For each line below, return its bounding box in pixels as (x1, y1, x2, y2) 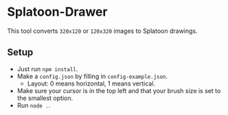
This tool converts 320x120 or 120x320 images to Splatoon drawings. (7, 27, 198, 35)
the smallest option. (16, 94, 73, 102)
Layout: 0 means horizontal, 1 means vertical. (27, 79, 156, 88)
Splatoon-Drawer (7, 4, 108, 20)
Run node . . (16, 101, 51, 110)
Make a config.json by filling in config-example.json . (16, 72, 168, 80)
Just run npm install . (16, 64, 78, 73)
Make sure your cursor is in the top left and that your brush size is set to (16, 86, 221, 94)
